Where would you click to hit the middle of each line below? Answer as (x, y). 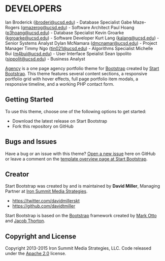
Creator (17, 174)
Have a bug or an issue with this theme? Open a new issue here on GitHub (81, 154)
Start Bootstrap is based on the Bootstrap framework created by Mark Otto (81, 216)
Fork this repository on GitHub (43, 126)
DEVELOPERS (33, 9)
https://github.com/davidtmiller (44, 206)
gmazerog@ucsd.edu (44, 27)
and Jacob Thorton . (25, 221)
